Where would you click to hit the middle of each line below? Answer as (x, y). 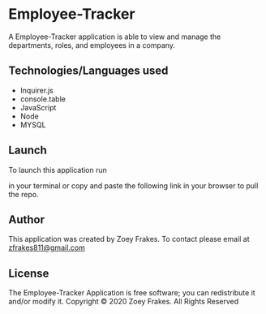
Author (26, 219)
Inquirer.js (37, 90)
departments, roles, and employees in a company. (92, 45)
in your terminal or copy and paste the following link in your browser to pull (133, 185)
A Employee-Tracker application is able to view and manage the (115, 37)
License (29, 273)
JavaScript (38, 107)
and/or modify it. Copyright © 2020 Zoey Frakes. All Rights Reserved (124, 302)
